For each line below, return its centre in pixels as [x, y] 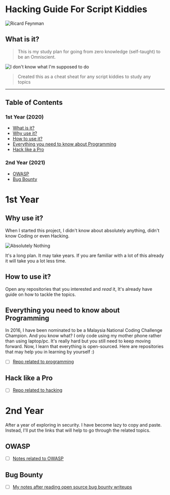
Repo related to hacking [37, 390]
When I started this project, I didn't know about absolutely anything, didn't [82, 230]
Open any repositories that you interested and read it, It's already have [79, 289]
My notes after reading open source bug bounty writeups [72, 487]
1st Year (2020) [25, 117]
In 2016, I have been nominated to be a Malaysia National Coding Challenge [84, 330]
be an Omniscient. [36, 57]
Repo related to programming [43, 362]
